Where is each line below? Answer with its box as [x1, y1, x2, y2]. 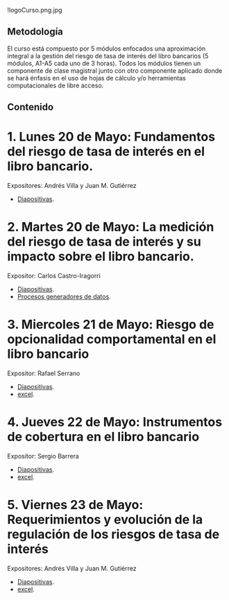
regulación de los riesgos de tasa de [7, 526, 220, 542]
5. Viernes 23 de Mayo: [7, 497, 144, 513]
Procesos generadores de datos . [17, 293, 111, 301]
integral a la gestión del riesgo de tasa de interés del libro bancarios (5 [7, 51, 209, 60]
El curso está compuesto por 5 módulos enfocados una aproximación [7, 44, 206, 53]
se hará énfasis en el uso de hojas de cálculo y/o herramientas [7, 74, 186, 82]
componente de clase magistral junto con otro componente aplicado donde [7, 66, 223, 75]
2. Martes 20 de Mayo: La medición [7, 219, 214, 235]
